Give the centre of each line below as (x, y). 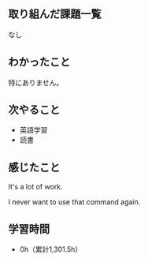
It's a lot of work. (35, 187)
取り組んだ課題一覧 (55, 14)
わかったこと (39, 62)
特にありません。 (36, 82)
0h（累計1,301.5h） (51, 249)
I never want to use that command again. (74, 202)
